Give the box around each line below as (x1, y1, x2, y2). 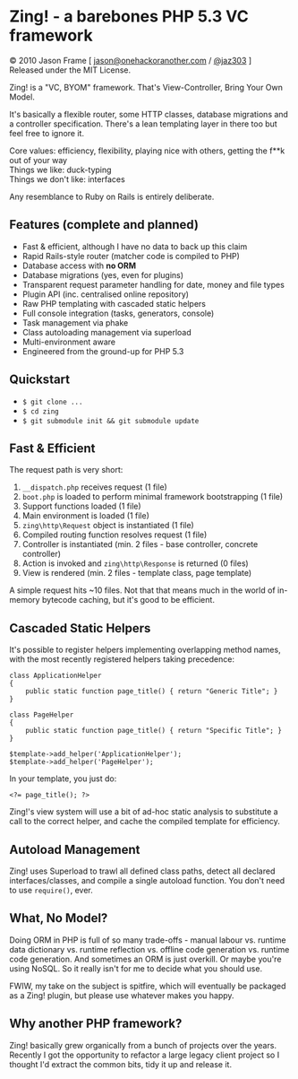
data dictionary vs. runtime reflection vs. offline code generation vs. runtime (9, 944, 290, 954)
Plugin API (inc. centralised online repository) (21, 289, 190, 300)
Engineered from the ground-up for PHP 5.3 (21, 345, 184, 356)
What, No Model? (9, 910, 108, 926)
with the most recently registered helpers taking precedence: (9, 654, 235, 665)
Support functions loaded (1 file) (21, 500, 141, 512)
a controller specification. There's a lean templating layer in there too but (9, 118, 277, 129)
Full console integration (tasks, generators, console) (21, 308, 215, 318)
